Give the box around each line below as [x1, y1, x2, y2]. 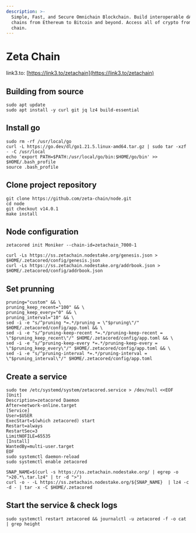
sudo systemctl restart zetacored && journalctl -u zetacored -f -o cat [6, 516, 187, 522]
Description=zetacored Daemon [6, 398, 80, 404]
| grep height [6, 521, 41, 527]
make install [6, 211, 38, 217]
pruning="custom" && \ [6, 299, 61, 305]
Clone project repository [6, 180, 97, 190]
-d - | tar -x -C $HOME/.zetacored [6, 484, 93, 491]
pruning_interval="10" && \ [6, 315, 75, 321]
